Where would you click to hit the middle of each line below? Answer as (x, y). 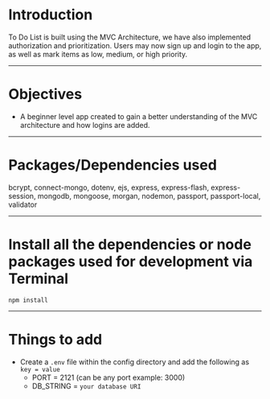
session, (22, 195)
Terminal (39, 278)
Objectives (45, 95)
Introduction (51, 15)
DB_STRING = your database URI (86, 386)
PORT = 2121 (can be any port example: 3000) (108, 377)
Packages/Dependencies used (112, 165)
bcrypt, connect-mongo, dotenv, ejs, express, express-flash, (109, 187)
